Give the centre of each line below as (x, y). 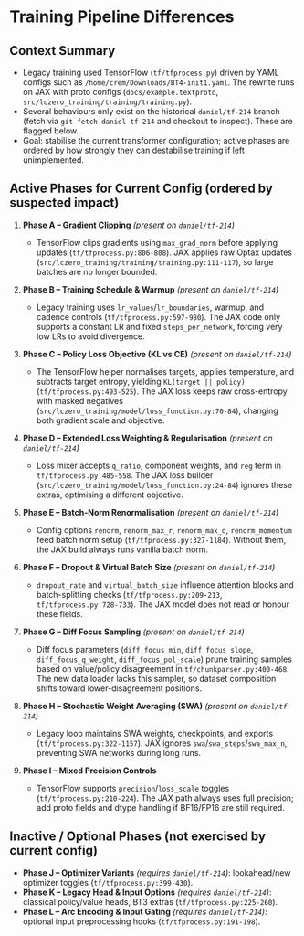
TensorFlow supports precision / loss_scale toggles (133, 788)
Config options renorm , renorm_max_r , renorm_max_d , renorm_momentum (164, 530)
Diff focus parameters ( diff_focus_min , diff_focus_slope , (145, 649)
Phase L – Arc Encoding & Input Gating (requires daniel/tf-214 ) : (145, 911)
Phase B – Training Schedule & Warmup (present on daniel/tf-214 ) (151, 289)
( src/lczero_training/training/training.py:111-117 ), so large (155, 261)
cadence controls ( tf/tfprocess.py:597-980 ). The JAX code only (158, 316)
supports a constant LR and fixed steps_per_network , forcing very (159, 326)
